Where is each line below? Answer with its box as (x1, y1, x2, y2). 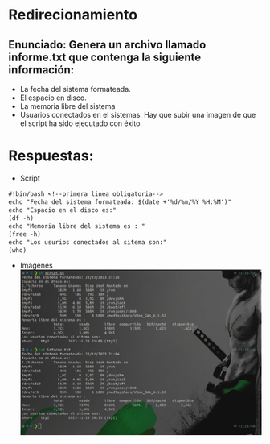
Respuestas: (8, 147, 94, 165)
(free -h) (8, 230, 42, 239)
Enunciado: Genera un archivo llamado (8, 38, 207, 52)
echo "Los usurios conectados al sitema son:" (8, 238, 167, 247)
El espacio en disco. (19, 93, 87, 102)
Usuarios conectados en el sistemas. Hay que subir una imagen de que (19, 110, 256, 119)
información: (8, 63, 75, 77)
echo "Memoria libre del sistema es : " (8, 222, 146, 230)
